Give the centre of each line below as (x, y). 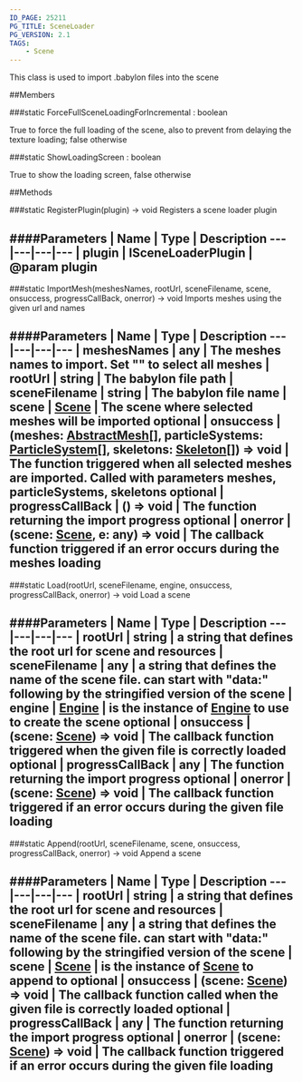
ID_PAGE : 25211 (38, 18)
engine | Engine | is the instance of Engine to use (149, 708)
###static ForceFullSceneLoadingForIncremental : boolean (118, 112)
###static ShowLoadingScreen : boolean (85, 157)
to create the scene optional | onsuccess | (130, 722)
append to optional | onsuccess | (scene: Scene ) (149, 980)
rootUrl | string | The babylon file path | (122, 379)
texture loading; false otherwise (68, 140)
